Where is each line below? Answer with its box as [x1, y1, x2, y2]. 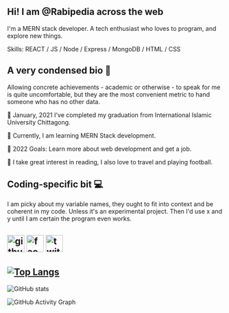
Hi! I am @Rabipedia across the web [7, 6, 164, 18]
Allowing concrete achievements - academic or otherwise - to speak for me [7, 83, 221, 91]
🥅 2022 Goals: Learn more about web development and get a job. [7, 145, 192, 153]
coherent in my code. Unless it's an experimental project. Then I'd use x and [7, 208, 223, 216]
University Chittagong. [7, 118, 71, 126]
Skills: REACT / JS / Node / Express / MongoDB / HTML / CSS [7, 45, 181, 53]
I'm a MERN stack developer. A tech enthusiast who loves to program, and [7, 24, 217, 32]
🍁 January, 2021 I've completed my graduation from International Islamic [7, 110, 213, 119]
